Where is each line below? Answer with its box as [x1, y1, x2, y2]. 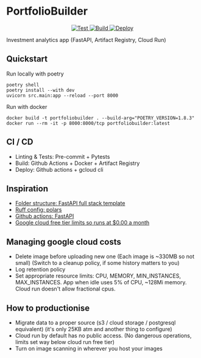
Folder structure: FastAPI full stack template [15, 200, 125, 207]
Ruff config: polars [15, 206, 62, 214]
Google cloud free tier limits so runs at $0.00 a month [15, 219, 150, 226]
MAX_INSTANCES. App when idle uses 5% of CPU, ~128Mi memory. [15, 279, 187, 286]
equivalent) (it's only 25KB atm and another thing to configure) [15, 326, 172, 332]
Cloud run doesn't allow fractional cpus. [15, 285, 116, 293]
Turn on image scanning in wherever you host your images [15, 345, 163, 352]
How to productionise [6, 303, 90, 313]
